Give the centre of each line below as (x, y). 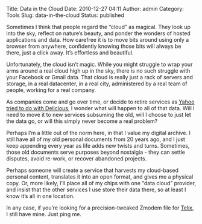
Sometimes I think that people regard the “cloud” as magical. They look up (99, 27)
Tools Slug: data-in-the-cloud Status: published (65, 15)
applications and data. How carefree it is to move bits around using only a (98, 40)
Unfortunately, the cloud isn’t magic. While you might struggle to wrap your (99, 64)
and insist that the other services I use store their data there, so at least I (96, 189)
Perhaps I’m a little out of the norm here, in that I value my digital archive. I (99, 133)
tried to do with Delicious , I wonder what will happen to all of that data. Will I (100, 108)
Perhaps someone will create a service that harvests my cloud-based (93, 170)
